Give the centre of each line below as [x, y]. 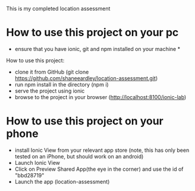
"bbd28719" [29, 175]
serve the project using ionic [50, 91]
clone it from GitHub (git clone [52, 72]
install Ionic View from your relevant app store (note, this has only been [102, 150]
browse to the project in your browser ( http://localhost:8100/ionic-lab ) [100, 97]
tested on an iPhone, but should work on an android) [79, 156]
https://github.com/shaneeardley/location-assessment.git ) [86, 78]
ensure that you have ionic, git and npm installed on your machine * [97, 49]
